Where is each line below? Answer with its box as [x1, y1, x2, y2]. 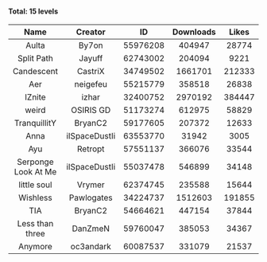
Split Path [17, 53, 53, 64]
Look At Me [14, 166, 57, 178]
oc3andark [70, 241, 111, 252]
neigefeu [74, 79, 108, 90]
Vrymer [76, 179, 105, 190]
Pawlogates [68, 192, 113, 203]
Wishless [18, 192, 53, 203]
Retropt [76, 143, 105, 154]
